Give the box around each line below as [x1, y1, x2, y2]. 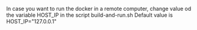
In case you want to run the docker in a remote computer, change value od [6, 5, 192, 12]
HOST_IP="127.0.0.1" [6, 18, 57, 25]
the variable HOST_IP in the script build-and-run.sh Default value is [6, 11, 173, 19]
